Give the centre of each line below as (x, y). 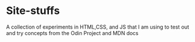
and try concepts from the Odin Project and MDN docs (72, 33)
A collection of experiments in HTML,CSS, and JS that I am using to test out (98, 27)
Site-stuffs (33, 11)
